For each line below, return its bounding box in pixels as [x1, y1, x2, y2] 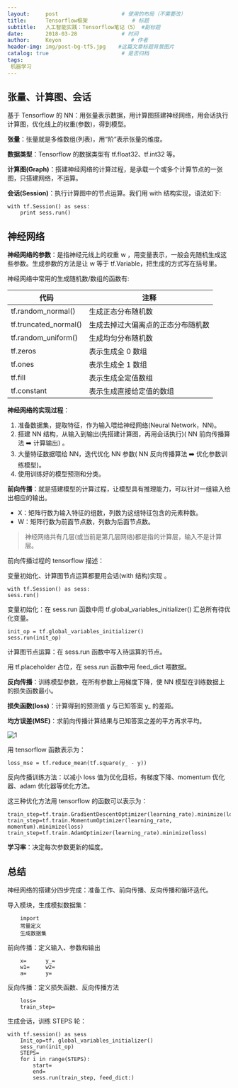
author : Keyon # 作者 [7, 37, 149, 44]
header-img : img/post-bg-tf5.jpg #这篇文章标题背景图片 [7, 43, 175, 50]
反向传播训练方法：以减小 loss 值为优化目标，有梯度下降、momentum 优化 [7, 773, 225, 781]
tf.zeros [11, 346, 37, 356]
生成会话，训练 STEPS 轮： [7, 1017, 87, 1026]
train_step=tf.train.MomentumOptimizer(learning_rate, [7, 817, 173, 824]
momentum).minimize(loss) [7, 823, 84, 831]
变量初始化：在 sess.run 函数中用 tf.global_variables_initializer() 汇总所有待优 [7, 605, 231, 613]
